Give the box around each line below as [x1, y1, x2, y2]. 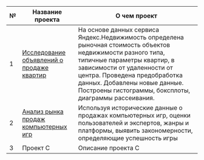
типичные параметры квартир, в [78, 56, 175, 64]
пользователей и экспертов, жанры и [78, 119, 189, 127]
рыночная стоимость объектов [78, 41, 171, 49]
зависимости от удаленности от [78, 64, 173, 72]
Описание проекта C [78, 144, 140, 152]
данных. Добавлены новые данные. [78, 79, 184, 87]
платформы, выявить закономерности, [78, 127, 193, 135]
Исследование [22, 48, 66, 56]
